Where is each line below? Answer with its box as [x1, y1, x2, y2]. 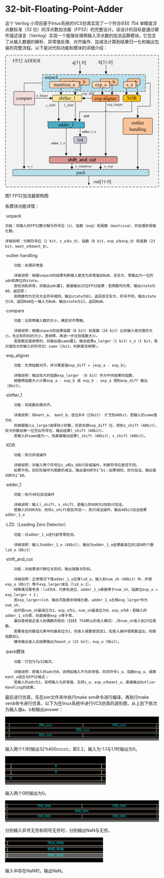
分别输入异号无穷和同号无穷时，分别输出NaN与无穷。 [5, 827, 112, 833]
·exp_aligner [5, 352, 30, 358]
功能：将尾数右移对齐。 [14, 402, 54, 407]
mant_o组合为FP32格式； [5, 674, 49, 679]
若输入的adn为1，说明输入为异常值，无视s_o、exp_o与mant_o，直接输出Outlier [14, 680, 156, 685]
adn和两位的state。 [5, 278, 41, 283]
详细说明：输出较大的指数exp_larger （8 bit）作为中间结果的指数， [14, 373, 136, 378]
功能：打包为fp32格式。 [14, 659, 56, 664]
